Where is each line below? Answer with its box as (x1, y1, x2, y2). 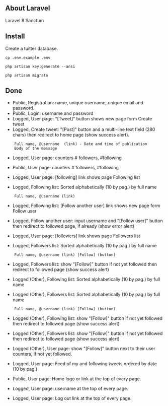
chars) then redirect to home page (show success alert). (12, 132, 130, 138)
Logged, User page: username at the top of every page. (12, 385, 128, 392)
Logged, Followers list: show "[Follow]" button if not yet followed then (12, 261, 157, 267)
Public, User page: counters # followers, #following (12, 165, 119, 171)
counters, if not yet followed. (12, 351, 72, 357)
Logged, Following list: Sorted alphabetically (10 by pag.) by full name (12, 184, 157, 190)
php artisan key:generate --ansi (5, 64, 75, 69)
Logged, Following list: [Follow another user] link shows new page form (12, 202, 160, 209)
